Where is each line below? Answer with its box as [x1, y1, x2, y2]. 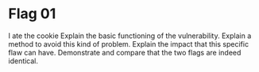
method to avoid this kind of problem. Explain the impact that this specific [8, 39, 249, 48]
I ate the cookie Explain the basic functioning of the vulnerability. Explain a [8, 31, 252, 40]
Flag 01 [8, 5, 56, 23]
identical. [8, 56, 38, 66]
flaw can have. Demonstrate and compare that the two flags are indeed [8, 47, 242, 57]
